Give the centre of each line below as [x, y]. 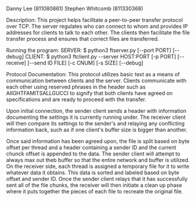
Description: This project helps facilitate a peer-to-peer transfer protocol [94, 20]
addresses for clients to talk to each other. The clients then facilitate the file [98, 33]
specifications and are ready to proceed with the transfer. [76, 99]
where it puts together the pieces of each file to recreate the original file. [95, 191]
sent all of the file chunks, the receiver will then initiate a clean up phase [94, 185]
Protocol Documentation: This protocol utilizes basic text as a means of [93, 74]
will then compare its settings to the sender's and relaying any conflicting [95, 123]
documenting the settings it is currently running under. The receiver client [96, 117]
